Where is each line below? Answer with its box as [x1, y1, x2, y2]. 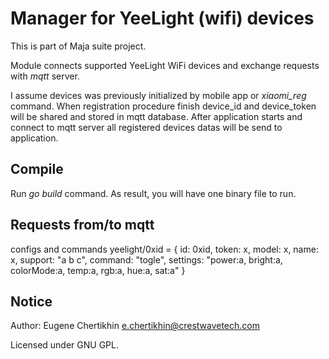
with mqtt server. [10, 70, 80, 82]
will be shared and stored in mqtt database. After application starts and [10, 110, 303, 122]
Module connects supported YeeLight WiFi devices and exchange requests [10, 59, 320, 71]
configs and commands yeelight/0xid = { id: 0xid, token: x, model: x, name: [10, 243, 319, 255]
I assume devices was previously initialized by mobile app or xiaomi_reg [10, 89, 307, 101]
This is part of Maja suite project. [10, 40, 147, 52]
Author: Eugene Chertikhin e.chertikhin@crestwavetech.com [10, 320, 260, 332]
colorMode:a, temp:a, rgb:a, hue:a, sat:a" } [10, 264, 186, 276]
